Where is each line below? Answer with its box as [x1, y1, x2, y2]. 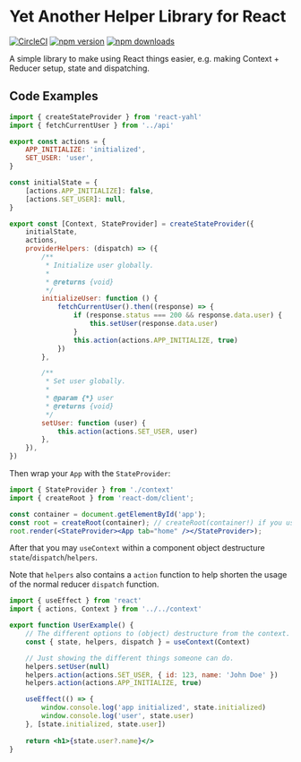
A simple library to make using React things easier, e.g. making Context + [9, 53, 279, 64]
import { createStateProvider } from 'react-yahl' [9, 112, 202, 122]
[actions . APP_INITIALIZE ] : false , [25, 186, 154, 195]
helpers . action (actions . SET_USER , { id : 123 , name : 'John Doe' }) [25, 670, 279, 680]
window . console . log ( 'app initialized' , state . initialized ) [41, 703, 267, 713]
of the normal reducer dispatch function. [9, 579, 159, 590]
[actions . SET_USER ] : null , [25, 194, 126, 203]
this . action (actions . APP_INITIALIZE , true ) [73, 336, 239, 345]
